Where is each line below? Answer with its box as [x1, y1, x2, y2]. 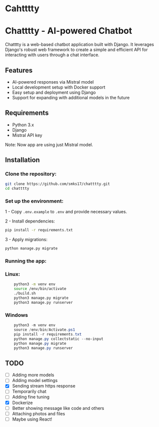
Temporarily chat [12, 388, 47, 394]
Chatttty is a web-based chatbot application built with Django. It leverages [5, 42, 155, 47]
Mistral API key [12, 132, 42, 138]
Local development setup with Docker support [12, 84, 106, 90]
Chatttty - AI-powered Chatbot [5, 25, 133, 37]
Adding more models [12, 372, 55, 378]
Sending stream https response [12, 383, 76, 389]
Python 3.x [12, 122, 34, 128]
